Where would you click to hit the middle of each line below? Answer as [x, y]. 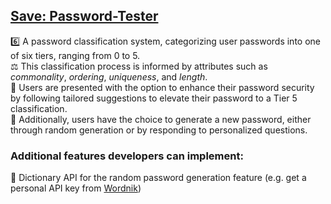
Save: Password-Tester [84, 16]
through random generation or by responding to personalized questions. [159, 130]
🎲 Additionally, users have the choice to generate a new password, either [161, 119]
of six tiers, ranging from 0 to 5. [75, 55]
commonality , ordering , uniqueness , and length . [109, 76]
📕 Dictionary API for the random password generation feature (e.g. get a [158, 178]
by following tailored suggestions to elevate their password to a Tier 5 [154, 98]
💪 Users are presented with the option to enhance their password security [162, 87]
